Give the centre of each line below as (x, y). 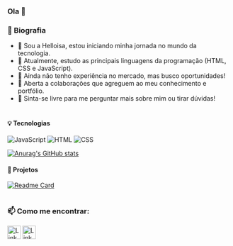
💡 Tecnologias (29, 123)
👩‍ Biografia (27, 30)
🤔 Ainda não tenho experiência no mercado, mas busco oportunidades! (121, 76)
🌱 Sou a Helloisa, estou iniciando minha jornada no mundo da (107, 46)
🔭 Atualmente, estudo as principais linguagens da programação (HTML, (122, 61)
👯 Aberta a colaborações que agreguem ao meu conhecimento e (112, 84)
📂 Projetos (23, 169)
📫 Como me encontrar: (49, 211)
